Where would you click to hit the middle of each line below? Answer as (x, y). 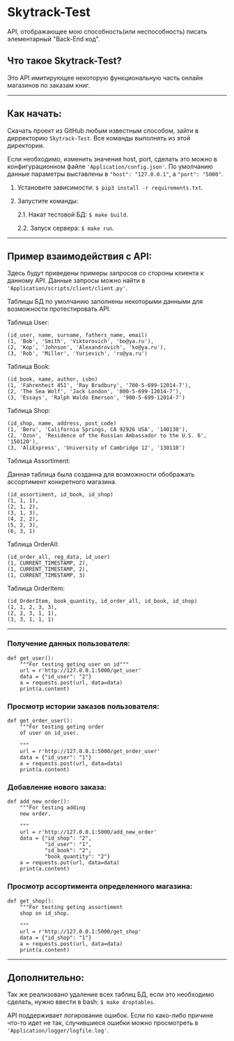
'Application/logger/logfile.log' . (58, 1031)
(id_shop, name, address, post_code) (62, 423)
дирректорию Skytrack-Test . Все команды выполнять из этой (99, 138)
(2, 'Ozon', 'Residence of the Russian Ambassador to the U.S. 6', (107, 436)
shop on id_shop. (45, 913)
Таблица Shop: (29, 411)
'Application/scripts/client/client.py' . (68, 288)
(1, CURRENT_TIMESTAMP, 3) (46, 576)
